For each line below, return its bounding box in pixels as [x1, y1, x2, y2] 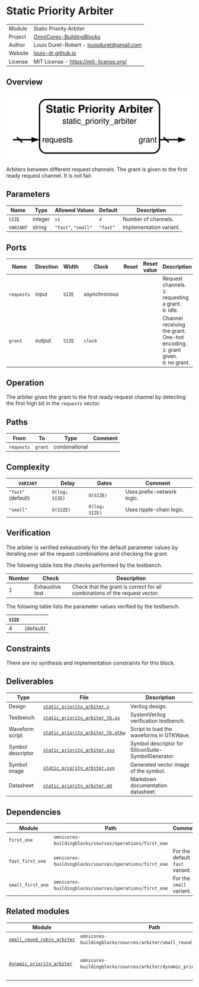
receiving [162, 321, 185, 328]
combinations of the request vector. [72, 589, 159, 597]
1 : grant [162, 346, 181, 354]
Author [8, 42, 25, 49]
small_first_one [8, 882, 49, 888]
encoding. [162, 340, 187, 347]
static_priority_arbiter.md [43, 783, 113, 789]
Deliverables [6, 676, 54, 687]
